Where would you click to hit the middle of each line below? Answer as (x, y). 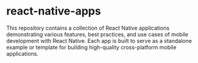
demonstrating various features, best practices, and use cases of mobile (97, 34)
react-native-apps (54, 11)
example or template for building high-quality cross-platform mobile (91, 47)
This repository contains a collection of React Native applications (88, 28)
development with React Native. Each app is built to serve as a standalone (99, 41)
